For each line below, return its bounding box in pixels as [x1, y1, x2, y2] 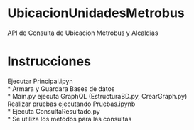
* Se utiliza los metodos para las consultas [7, 114, 132, 123]
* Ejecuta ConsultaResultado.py [7, 107, 101, 115]
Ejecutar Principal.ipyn [7, 77, 73, 85]
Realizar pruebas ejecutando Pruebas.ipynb [7, 99, 136, 108]
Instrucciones [7, 53, 91, 70]
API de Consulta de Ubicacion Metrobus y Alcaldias [7, 28, 158, 37]
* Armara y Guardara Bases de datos [7, 84, 115, 93]
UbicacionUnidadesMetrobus [7, 5, 185, 21]
